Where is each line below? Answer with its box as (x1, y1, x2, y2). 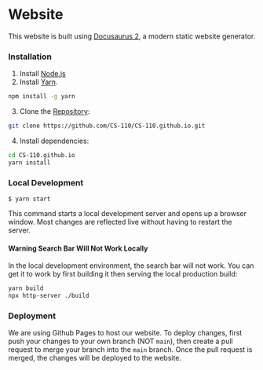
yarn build (8, 284, 44, 292)
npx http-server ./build (8, 292, 89, 300)
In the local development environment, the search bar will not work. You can (8, 261, 254, 270)
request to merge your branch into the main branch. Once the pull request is (8, 345, 253, 354)
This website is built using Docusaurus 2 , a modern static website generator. (8, 31, 256, 41)
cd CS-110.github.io (8, 151, 76, 159)
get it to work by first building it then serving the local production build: (8, 269, 238, 279)
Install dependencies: (19, 136, 89, 145)
